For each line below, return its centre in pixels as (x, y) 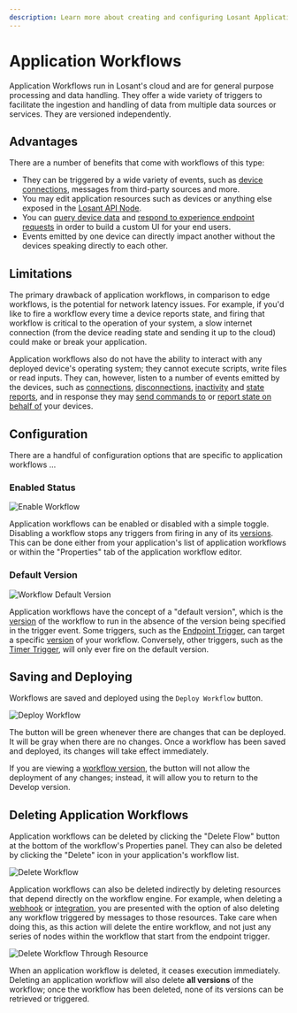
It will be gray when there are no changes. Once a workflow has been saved (148, 742)
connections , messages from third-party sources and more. (131, 189)
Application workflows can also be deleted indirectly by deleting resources (145, 889)
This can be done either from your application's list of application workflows (148, 543)
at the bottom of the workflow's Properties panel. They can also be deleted (146, 846)
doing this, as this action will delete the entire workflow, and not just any (140, 927)
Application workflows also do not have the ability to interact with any (136, 359)
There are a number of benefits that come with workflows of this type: (137, 163)
